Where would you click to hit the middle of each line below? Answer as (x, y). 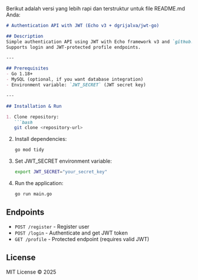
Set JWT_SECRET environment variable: (63, 161)
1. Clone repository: (33, 117)
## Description (25, 36)
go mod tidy (29, 150)
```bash (23, 122)
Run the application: (39, 183)
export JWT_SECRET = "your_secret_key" (61, 172)
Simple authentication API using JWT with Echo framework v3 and (88, 42)
